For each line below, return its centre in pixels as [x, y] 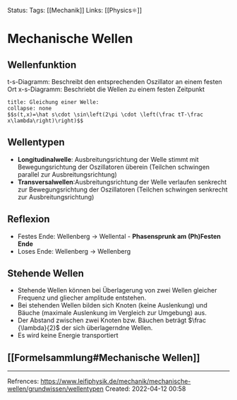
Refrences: [23, 382]
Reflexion [29, 219]
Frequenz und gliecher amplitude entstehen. [82, 298]
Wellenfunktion [42, 65]
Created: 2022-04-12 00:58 [145, 389]
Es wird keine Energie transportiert [68, 336]
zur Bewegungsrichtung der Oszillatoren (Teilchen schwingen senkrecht [122, 189]
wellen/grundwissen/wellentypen [56, 389]
